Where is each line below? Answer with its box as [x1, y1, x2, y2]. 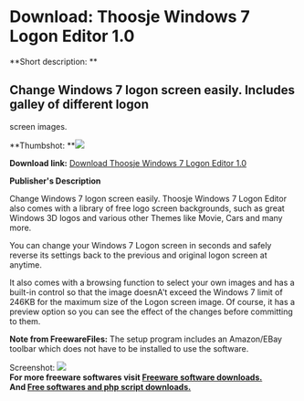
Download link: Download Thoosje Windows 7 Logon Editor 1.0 [9, 157, 247, 168]
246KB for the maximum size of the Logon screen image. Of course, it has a [9, 296, 295, 307]
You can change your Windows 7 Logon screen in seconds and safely [9, 239, 272, 250]
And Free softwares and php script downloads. [9, 381, 192, 392]
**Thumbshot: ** [9, 140, 76, 151]
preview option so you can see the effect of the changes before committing [9, 306, 294, 317]
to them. [9, 315, 41, 326]
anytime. [9, 259, 43, 270]
